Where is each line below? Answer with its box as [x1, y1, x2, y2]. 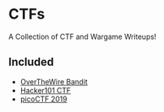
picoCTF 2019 [19, 94, 67, 104]
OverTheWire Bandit [19, 76, 88, 86]
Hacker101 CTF [19, 85, 71, 95]
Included [8, 55, 54, 69]
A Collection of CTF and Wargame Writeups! [8, 32, 157, 41]
